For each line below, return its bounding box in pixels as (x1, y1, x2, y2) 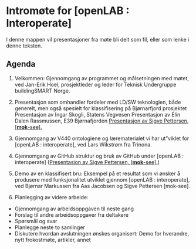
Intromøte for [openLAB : (6, 4, 130, 18)
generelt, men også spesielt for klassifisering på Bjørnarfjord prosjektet (14, 104, 187, 112)
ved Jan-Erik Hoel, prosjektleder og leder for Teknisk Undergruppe (14, 81, 177, 88)
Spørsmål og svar (14, 217, 58, 224)
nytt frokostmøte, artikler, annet (14, 236, 91, 243)
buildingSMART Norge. (14, 87, 70, 94)
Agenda (6, 59, 36, 69)
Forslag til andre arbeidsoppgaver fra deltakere (14, 211, 129, 218)
